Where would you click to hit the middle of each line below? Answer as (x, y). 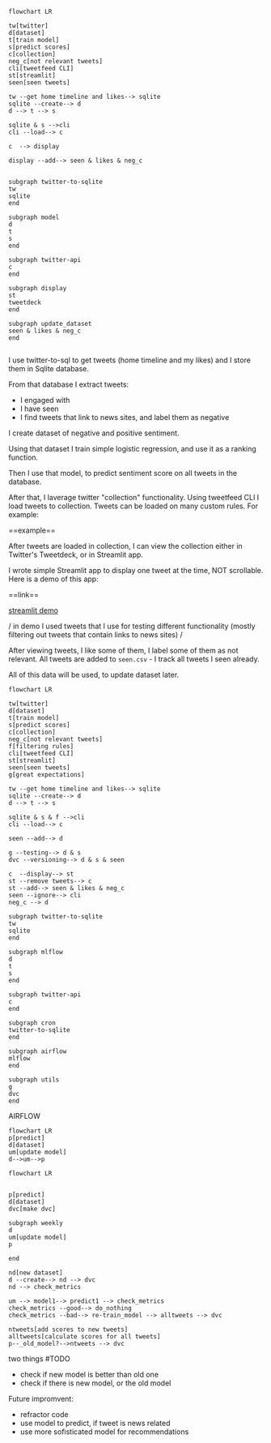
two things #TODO (39, 1359)
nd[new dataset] (36, 1273)
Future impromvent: (41, 1399)
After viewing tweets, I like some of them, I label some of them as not (123, 650)
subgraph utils (34, 1080)
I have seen (39, 409)
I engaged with (45, 400)
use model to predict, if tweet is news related (95, 1423)
